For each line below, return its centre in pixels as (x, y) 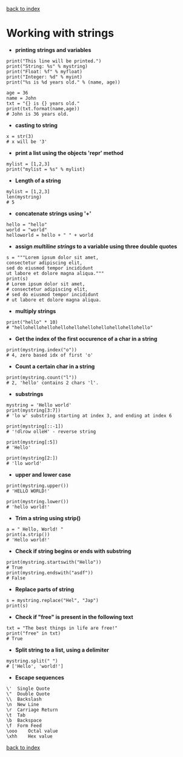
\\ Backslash (24, 699)
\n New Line (23, 704)
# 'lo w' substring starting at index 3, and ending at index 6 (89, 415)
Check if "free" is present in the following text (74, 617)
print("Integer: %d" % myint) (45, 77)
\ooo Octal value (32, 731)
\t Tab (16, 715)
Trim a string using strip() (48, 518)
